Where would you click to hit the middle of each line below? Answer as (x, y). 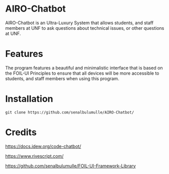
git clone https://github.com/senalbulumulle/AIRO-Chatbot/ (70, 112)
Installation (29, 99)
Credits (21, 132)
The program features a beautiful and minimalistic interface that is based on (84, 68)
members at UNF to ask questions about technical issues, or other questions (85, 28)
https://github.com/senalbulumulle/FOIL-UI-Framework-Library (71, 166)
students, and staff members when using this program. (62, 78)
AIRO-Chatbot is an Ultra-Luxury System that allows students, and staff (79, 23)
